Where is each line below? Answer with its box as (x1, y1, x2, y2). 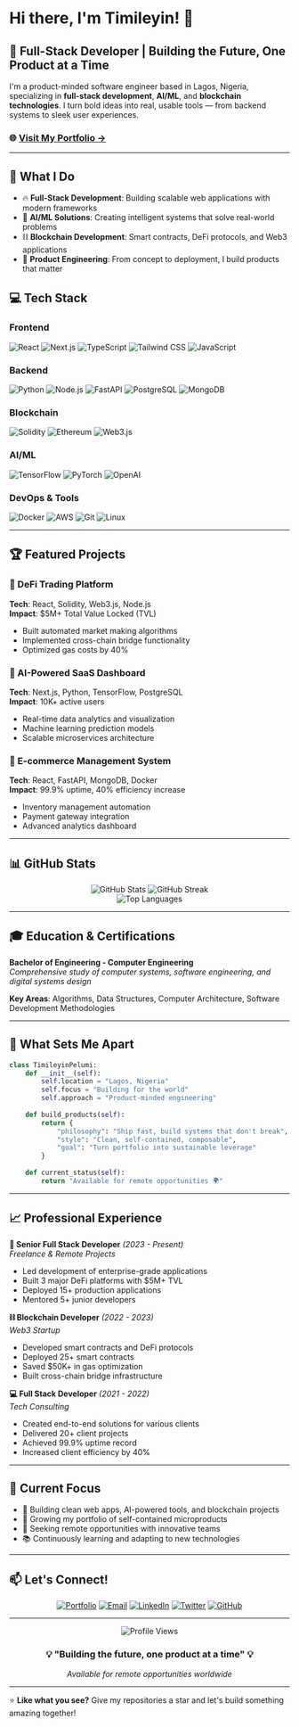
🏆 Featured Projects (9, 547, 126, 563)
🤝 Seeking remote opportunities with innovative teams (21, 1524, 221, 1534)
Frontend (9, 321, 50, 333)
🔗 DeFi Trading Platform (9, 579, 114, 591)
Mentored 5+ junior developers (21, 1294, 136, 1304)
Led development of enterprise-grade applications (21, 1265, 207, 1276)
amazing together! (9, 1707, 77, 1718)
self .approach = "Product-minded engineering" (41, 1094, 217, 1103)
